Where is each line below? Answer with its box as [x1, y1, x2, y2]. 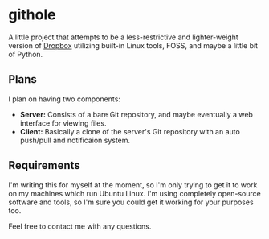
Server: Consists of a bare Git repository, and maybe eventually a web [19, 109, 253, 119]
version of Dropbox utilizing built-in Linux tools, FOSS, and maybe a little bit [8, 40, 259, 50]
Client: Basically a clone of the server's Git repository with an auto [19, 126, 241, 136]
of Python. [8, 49, 43, 59]
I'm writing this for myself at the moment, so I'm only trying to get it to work [8, 179, 258, 190]
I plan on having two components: [8, 94, 120, 104]
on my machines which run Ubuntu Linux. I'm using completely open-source [8, 188, 261, 198]
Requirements [8, 159, 80, 172]
